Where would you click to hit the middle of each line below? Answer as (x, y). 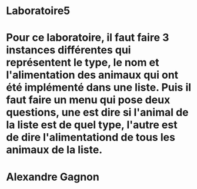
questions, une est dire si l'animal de (97, 112)
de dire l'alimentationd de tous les (91, 138)
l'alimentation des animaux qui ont (92, 75)
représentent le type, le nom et (83, 63)
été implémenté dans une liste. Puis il (99, 88)
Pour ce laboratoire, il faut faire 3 (88, 38)
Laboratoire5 (38, 11)
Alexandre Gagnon (53, 177)
